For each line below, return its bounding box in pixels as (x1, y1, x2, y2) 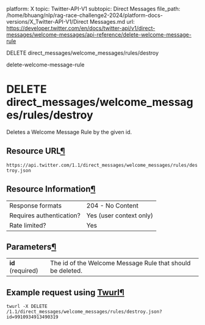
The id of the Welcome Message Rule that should (49, 259, 191, 267)
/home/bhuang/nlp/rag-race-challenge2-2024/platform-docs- (6, 12, 163, 19)
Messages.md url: (89, 18, 135, 25)
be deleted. (49, 267, 82, 275)
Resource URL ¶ (6, 146, 65, 156)
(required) (9, 267, 38, 275)
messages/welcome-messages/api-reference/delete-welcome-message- (6, 31, 192, 38)
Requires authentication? (9, 211, 81, 220)
